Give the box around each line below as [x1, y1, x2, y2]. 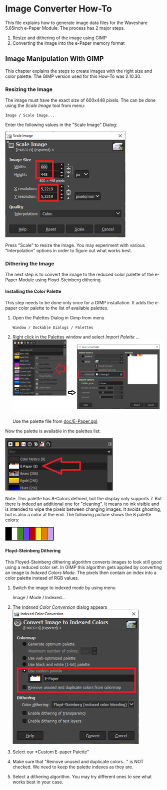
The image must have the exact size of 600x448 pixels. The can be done [5, 97, 156, 103]
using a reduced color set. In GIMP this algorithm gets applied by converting [5, 564, 162, 570]
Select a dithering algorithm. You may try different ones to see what [12, 773, 152, 779]
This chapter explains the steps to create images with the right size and [5, 68, 152, 74]
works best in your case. [12, 779, 63, 785]
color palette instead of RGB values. [5, 575, 79, 581]
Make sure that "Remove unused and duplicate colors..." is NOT [12, 758, 144, 764]
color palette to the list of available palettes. [18, 305, 108, 311]
